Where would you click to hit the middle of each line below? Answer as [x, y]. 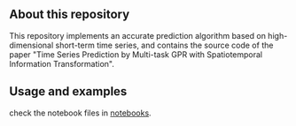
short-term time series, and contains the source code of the [164, 45]
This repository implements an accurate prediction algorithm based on [137, 35]
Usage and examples [68, 92]
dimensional [31, 45]
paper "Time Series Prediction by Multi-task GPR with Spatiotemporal [136, 54]
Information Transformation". [62, 63]
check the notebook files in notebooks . [81, 113]
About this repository [70, 15]
